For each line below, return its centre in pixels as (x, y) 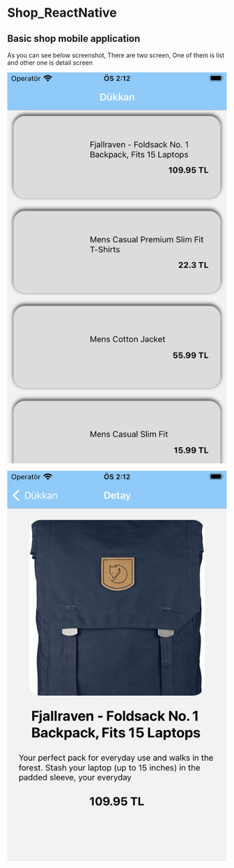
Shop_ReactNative (62, 13)
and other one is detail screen (50, 63)
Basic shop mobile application (74, 39)
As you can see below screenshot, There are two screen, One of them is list (116, 55)
